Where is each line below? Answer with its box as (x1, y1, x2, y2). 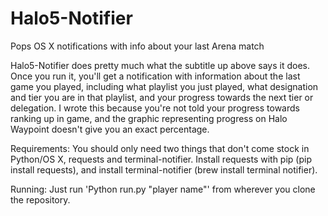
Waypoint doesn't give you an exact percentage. (10, 123, 210, 135)
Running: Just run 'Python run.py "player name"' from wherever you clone (10, 183, 316, 195)
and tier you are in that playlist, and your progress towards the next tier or (10, 91, 314, 103)
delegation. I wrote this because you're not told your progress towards (10, 102, 300, 114)
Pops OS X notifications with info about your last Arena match (10, 40, 265, 52)
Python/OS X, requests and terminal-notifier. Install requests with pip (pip (10, 153, 312, 165)
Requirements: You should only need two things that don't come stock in (10, 142, 310, 154)
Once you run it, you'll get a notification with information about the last (10, 70, 301, 82)
